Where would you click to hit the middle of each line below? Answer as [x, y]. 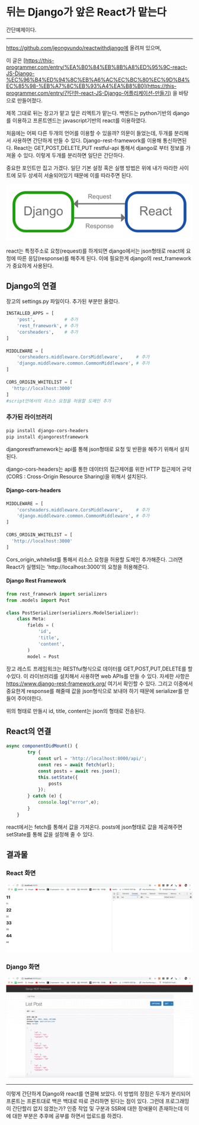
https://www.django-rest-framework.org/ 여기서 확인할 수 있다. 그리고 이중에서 [99, 683]
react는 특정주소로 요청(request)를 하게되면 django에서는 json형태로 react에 [95, 251]
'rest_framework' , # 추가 [47, 326]
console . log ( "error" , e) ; [68, 803]
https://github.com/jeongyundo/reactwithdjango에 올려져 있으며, [84, 47]
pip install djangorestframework [47, 437]
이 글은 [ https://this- [30, 60]
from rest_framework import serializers [57, 594]
